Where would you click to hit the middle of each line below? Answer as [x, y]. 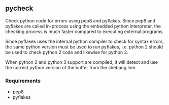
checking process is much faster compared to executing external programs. [84, 31]
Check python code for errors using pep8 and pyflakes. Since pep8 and [80, 20]
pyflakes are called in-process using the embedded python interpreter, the [83, 26]
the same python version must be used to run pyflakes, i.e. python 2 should [84, 47]
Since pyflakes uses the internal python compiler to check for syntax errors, [84, 41]
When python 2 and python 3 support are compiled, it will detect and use [82, 62]
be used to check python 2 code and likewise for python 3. [67, 52]
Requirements [23, 81]
